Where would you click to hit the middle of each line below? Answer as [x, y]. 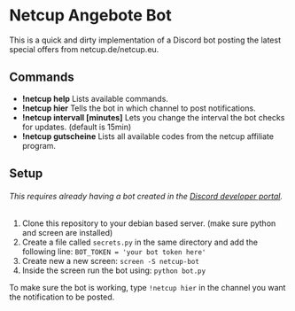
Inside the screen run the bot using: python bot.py [114, 270]
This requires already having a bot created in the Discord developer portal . [146, 196]
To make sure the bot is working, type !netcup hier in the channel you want [147, 288]
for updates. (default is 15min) [77, 127]
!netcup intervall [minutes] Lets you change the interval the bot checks [153, 117]
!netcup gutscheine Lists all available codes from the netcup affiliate [148, 136]
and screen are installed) [67, 233]
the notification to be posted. [62, 297]
